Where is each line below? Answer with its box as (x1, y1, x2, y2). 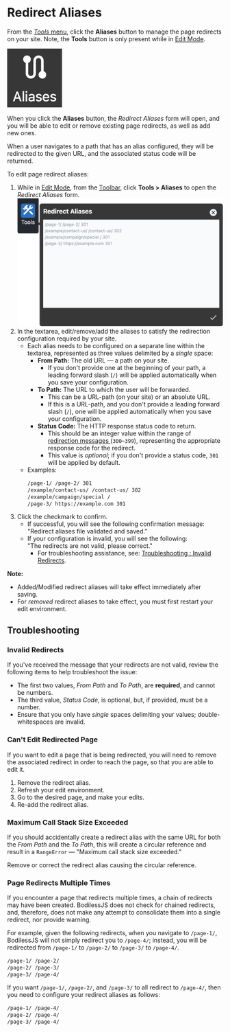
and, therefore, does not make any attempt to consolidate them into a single (7, 908, 221, 917)
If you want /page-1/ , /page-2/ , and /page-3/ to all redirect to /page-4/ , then (7, 983, 221, 991)
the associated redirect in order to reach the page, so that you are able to (7, 757, 214, 766)
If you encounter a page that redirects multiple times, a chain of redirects (7, 894, 213, 902)
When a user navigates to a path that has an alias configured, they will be (7, 142, 214, 150)
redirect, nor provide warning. (7, 915, 91, 924)
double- (197, 711, 220, 719)
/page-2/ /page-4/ (7, 1011, 60, 1019)
